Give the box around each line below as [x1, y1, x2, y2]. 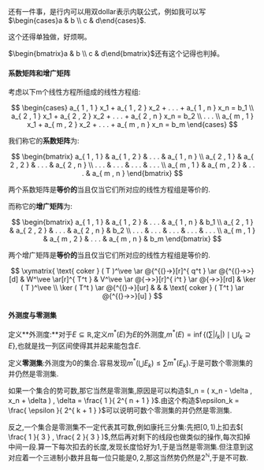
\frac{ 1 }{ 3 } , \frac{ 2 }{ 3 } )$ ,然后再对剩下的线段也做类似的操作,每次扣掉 [8, 432, 251, 442]
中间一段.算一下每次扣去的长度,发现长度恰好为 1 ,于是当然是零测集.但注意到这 [8, 442, 254, 452]
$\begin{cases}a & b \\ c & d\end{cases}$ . [8, 16, 147, 25]
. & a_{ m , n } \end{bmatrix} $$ [81, 169, 184, 178]
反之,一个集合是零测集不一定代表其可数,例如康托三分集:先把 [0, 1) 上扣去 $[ [8, 423, 244, 432]
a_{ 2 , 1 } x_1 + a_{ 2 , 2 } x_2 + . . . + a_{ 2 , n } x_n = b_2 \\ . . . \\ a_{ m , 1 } [11, 111, 254, 121]
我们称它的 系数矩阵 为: [8, 136, 80, 146]
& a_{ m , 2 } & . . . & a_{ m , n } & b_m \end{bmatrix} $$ [43, 234, 222, 244]
